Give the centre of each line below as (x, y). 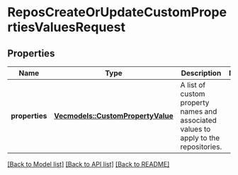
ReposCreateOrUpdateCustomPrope (117, 12)
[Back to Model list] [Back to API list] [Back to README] (89, 164)
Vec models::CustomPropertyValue (114, 116)
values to (195, 129)
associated (199, 120)
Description (201, 73)
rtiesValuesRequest (67, 27)
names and (199, 111)
